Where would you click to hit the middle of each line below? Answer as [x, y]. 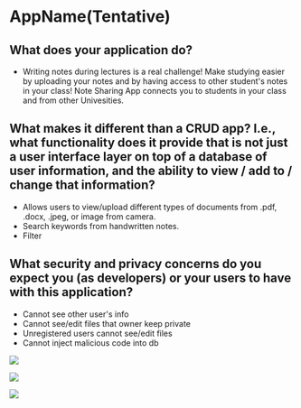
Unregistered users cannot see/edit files [98, 333]
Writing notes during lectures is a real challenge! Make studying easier [154, 71]
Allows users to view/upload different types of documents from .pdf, [150, 207]
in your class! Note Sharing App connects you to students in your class [154, 91]
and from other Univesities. [73, 100]
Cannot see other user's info [75, 314]
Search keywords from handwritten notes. [100, 226]
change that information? [82, 185]
